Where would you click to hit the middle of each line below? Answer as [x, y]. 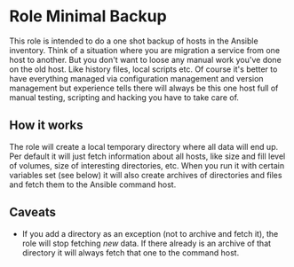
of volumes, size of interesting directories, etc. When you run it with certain [147, 165]
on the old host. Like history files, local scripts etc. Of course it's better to [143, 69]
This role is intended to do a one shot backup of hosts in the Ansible [134, 41]
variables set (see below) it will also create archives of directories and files [146, 175]
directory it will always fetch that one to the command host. [131, 252]
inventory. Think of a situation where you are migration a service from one [145, 50]
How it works [46, 126]
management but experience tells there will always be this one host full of [144, 88]
